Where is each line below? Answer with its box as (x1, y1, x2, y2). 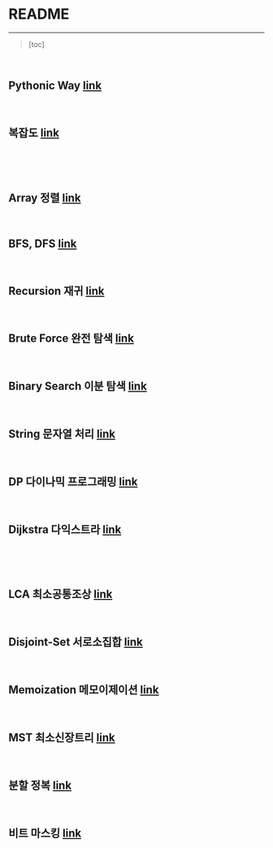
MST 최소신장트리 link (8, 730, 115, 745)
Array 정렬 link (8, 190, 81, 204)
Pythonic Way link (8, 79, 102, 93)
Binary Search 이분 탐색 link (8, 379, 148, 393)
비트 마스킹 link (8, 826, 82, 840)
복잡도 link (8, 126, 59, 140)
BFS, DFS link (8, 237, 77, 251)
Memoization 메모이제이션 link (8, 683, 159, 697)
